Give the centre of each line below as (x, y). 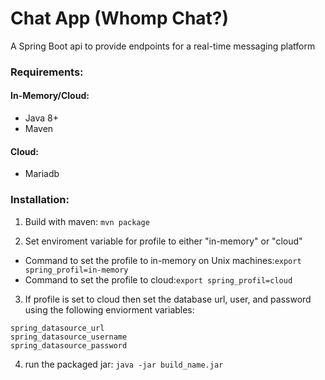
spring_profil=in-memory (76, 270)
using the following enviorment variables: (109, 309)
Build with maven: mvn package (87, 221)
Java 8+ (41, 118)
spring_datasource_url (57, 328)
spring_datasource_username (69, 337)
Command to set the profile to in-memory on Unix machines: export (163, 260)
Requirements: (47, 72)
